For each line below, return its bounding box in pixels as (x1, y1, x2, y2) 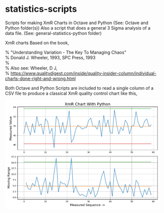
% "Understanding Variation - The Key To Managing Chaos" (5, 49, 127, 55)
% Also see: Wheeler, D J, (5, 65, 58, 71)
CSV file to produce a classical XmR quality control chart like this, (5, 90, 137, 96)
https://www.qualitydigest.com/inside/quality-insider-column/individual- (10, 70, 157, 76)
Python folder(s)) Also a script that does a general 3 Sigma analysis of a (5, 25, 151, 31)
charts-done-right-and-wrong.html (5, 75, 76, 81)
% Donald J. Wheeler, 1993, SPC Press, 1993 (5, 54, 96, 60)
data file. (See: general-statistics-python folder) (5, 30, 102, 36)
